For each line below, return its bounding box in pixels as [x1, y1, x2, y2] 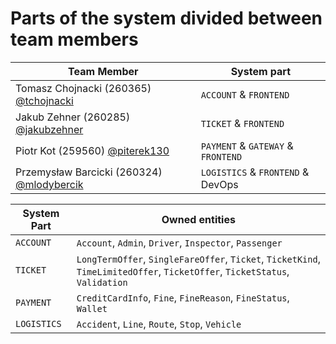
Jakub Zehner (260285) [15, 110, 131, 124]
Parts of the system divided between [10, 7, 323, 30]
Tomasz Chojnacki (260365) [15, 81, 152, 95]
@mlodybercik [15, 177, 84, 191]
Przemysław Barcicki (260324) [15, 165, 163, 179]
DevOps [200, 177, 239, 191]
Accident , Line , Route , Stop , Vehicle [76, 317, 242, 331]
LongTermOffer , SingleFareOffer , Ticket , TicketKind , [76, 252, 321, 266]
